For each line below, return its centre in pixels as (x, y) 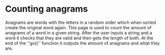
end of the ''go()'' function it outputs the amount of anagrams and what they (82, 43)
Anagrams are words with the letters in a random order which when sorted (81, 22)
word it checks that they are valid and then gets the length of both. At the (79, 38)
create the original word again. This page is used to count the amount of (78, 27)
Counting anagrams (47, 9)
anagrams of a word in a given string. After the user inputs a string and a (79, 33)
